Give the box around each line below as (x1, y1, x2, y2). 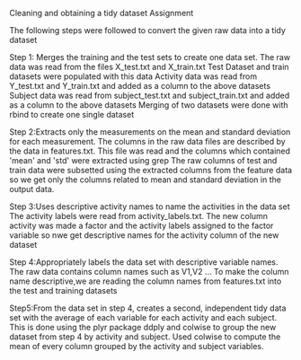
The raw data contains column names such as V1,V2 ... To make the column (9, 267, 289, 277)
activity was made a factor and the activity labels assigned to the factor (9, 220, 274, 231)
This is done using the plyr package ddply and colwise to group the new (9, 322, 277, 332)
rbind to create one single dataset (9, 110, 135, 119)
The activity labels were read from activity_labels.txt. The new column (9, 211, 268, 221)
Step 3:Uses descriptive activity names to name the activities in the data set (9, 201, 290, 212)
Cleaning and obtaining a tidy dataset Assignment (9, 8, 194, 18)
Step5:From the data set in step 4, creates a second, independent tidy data (9, 303, 287, 313)
